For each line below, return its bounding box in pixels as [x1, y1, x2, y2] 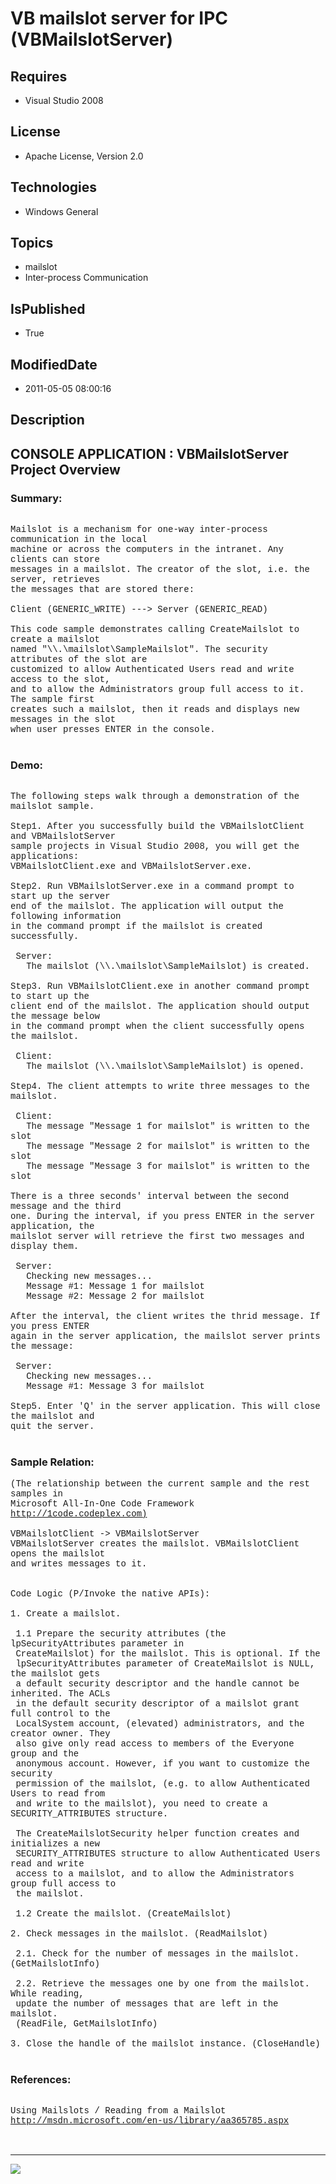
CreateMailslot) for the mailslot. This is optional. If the [15, 1648, 321, 1659]
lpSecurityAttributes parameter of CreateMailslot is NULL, [15, 1658, 316, 1669]
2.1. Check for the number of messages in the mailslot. [15, 1948, 300, 1959]
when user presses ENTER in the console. [10, 724, 216, 736]
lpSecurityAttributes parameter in [10, 1638, 185, 1649]
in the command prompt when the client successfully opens [10, 1021, 305, 1032]
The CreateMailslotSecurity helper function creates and [15, 1828, 300, 1839]
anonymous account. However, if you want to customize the [15, 1758, 310, 1769]
